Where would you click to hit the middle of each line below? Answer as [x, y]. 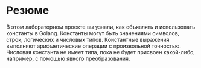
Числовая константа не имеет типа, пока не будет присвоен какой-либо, [101, 52]
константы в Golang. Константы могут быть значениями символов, [93, 33]
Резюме [28, 10]
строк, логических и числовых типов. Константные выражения [88, 39]
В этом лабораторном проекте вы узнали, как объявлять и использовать [101, 27]
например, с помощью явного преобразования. [68, 58]
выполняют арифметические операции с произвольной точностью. [94, 46]
